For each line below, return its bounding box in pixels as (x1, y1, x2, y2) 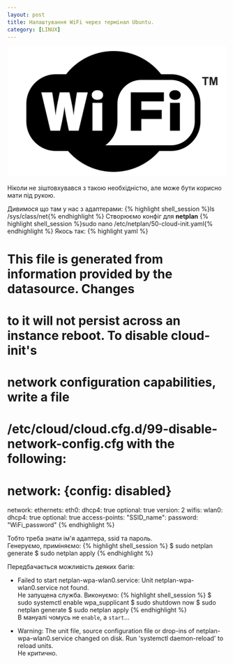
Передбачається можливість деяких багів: (7, 563, 135, 571)
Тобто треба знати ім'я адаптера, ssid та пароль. (7, 534, 153, 543)
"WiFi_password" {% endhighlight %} (7, 521, 115, 529)
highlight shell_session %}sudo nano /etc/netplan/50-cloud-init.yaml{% (7, 219, 213, 228)
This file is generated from (7, 251, 164, 267)
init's (7, 343, 37, 359)
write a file (7, 390, 70, 405)
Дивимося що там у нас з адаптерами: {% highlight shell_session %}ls (7, 205, 215, 213)
